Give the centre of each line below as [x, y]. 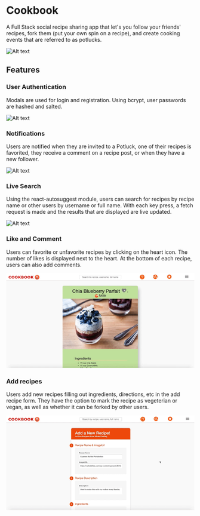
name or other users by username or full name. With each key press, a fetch [100, 205]
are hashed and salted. [34, 106]
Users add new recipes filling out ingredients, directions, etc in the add [93, 394]
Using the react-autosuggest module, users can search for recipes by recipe [100, 199]
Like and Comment [34, 239]
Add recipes [24, 381]
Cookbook [32, 10]
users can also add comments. [44, 265]
